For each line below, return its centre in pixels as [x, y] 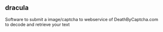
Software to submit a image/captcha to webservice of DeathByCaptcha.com [82, 19]
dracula [17, 8]
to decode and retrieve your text [37, 24]
